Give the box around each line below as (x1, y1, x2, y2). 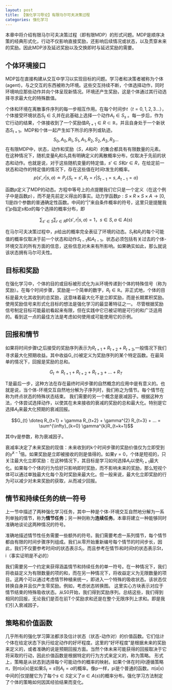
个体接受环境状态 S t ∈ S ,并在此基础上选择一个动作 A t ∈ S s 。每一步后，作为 (5, 113, 164, 120)
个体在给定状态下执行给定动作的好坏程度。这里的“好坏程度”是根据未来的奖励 (5, 640, 166, 646)
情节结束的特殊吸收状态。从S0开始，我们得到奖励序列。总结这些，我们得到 (5, 589, 164, 595)
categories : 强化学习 (5, 17, 49, 22)
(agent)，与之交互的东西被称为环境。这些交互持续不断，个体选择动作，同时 (5, 82, 164, 88)
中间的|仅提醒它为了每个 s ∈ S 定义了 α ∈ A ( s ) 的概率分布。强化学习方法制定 (5, 673, 163, 679)
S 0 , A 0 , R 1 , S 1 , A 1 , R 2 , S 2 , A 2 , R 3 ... (53, 136, 119, 144)
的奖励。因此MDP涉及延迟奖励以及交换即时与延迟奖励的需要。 (5, 45, 137, 51)
